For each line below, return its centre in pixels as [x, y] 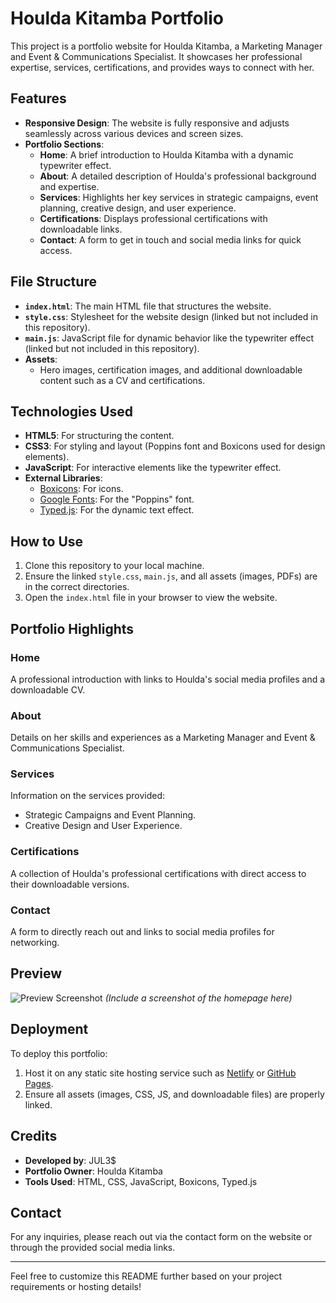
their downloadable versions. [70, 884]
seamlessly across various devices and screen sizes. [134, 133]
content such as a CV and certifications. [122, 380]
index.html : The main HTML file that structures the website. [148, 306]
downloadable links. [81, 229]
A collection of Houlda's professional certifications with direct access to [158, 873]
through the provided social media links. [93, 1248]
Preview [36, 973]
